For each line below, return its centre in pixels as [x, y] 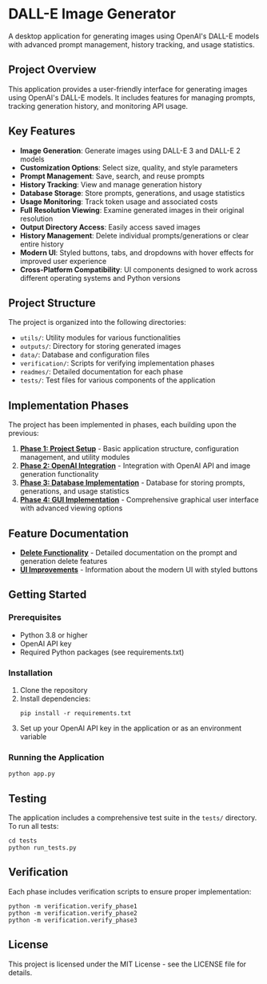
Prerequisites [35, 618]
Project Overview [52, 70]
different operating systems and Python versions [100, 278]
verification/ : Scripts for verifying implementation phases [117, 363]
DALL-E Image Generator [92, 14]
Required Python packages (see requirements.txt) [102, 652]
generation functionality [59, 474]
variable [33, 736]
